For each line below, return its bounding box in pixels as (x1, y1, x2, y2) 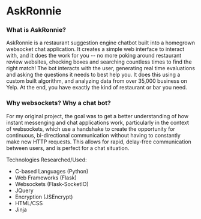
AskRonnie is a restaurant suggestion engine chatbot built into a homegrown (6, 39, 195, 46)
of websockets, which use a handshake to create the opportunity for (6, 125, 175, 133)
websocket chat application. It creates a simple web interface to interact (6, 46, 185, 53)
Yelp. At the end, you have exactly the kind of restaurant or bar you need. (6, 84, 187, 91)
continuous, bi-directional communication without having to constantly (6, 131, 181, 139)
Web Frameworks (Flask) (14, 174, 77, 181)
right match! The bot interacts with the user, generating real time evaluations (6, 65, 195, 72)
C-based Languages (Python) (14, 167, 89, 175)
